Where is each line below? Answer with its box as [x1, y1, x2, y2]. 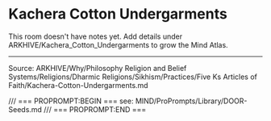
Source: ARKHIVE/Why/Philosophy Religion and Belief [8, 63, 187, 73]
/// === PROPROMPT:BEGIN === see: [8, 96, 134, 106]
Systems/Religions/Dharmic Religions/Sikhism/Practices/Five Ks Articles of [8, 72, 258, 81]
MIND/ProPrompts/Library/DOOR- [135, 96, 248, 106]
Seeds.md [8, 104, 43, 114]
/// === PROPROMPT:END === [44, 104, 147, 114]
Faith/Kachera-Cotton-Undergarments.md [8, 80, 148, 90]
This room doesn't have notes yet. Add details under [8, 31, 183, 41]
